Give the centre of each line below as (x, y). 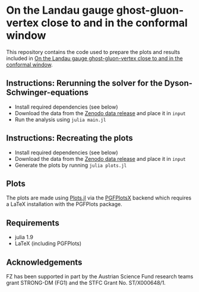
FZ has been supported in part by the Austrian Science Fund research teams (100, 276)
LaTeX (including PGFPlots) (48, 243)
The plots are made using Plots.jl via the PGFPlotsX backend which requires (99, 198)
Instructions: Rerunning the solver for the (85, 83)
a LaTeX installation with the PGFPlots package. (64, 204)
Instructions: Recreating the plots (70, 138)
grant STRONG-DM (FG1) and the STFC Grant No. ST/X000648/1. (86, 283)
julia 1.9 (24, 237)
